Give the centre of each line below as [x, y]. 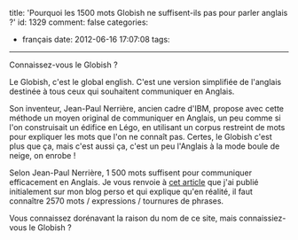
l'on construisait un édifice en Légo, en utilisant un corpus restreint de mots [147, 127]
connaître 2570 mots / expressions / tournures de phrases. [117, 201]
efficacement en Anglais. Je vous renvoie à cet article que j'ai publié [134, 182]
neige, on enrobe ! [43, 155]
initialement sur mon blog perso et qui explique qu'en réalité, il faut [131, 191]
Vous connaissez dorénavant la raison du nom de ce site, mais [123, 218]
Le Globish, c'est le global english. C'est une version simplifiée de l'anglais [145, 82]
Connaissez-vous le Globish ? [63, 65]
